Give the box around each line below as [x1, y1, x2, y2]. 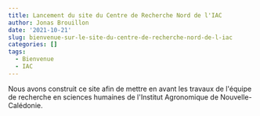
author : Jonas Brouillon [8, 19, 89, 27]
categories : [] [8, 41, 58, 49]
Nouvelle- [220, 92, 252, 102]
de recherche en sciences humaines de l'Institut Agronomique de [8, 92, 219, 102]
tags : [8, 48, 26, 56]
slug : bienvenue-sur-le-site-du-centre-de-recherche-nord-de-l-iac [8, 33, 233, 42]
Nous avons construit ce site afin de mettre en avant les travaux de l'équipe [8, 84, 252, 93]
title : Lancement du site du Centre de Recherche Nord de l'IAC [8, 11, 222, 20]
